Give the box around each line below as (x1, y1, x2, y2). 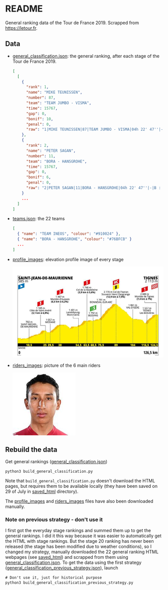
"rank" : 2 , (26, 143, 49, 148)
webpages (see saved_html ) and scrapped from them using (5, 554, 129, 560)
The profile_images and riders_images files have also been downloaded (5, 498, 153, 504)
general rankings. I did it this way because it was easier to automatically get (5, 533, 162, 539)
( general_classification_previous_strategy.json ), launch (5, 565, 118, 571)
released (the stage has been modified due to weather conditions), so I (5, 544, 152, 550)
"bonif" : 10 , (26, 116, 54, 121)
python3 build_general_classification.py (5, 469, 93, 474)
